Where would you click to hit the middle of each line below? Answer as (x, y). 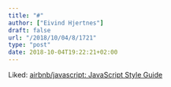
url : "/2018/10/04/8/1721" (52, 38)
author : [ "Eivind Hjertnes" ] (56, 23)
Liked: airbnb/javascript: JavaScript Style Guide (85, 75)
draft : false (30, 30)
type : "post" (30, 45)
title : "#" (26, 15)
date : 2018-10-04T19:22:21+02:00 (63, 52)
